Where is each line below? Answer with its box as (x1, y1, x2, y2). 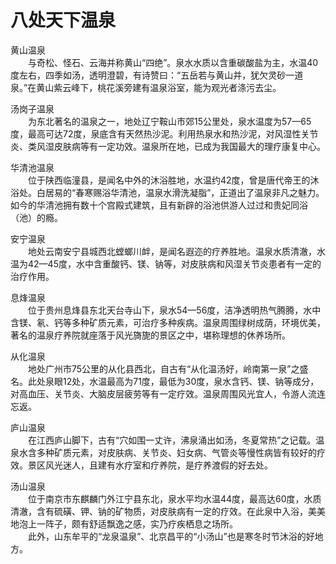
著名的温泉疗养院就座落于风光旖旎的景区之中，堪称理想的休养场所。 (10, 329, 291, 341)
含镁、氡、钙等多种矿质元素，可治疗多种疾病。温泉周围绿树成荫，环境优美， (10, 316, 326, 328)
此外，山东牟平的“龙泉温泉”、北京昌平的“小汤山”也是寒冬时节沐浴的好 (28, 530, 315, 542)
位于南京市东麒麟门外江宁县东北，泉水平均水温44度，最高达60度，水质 (28, 492, 322, 505)
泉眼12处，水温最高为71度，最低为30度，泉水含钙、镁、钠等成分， (44, 375, 320, 387)
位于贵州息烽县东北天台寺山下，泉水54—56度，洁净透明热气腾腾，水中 (28, 304, 322, 316)
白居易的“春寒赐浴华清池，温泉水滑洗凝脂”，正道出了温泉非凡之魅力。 (36, 186, 325, 198)
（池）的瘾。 (10, 211, 63, 223)
